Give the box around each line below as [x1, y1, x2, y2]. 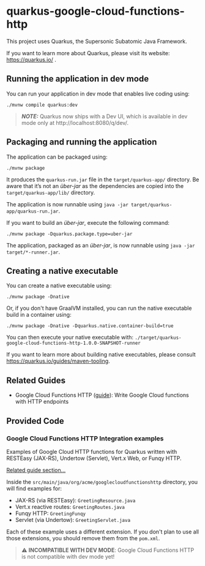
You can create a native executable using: [6, 282, 112, 289]
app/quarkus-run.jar [6, 208, 59, 214]
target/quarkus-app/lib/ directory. [6, 189, 95, 196]
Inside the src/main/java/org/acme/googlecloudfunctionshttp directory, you [6, 478, 198, 485]
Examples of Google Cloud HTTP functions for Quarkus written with [6, 448, 177, 455]
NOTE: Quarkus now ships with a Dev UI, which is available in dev [21, 112, 188, 120]
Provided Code [6, 415, 64, 426]
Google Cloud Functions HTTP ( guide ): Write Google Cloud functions [15, 391, 189, 399]
